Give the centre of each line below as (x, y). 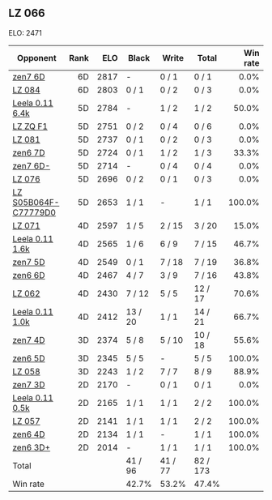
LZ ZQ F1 (30, 126)
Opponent (37, 58)
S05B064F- (36, 202)
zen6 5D (29, 358)
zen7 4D (29, 340)
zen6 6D (29, 275)
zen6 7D (29, 152)
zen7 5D (29, 262)
